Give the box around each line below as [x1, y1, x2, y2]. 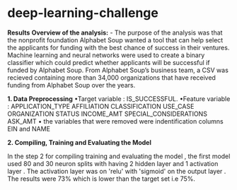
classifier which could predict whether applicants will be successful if [7, 58, 210, 66]
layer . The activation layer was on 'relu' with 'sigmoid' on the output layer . [7, 167, 226, 175]
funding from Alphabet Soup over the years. [7, 81, 136, 89]
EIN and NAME [7, 124, 51, 133]
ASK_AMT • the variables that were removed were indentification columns [7, 117, 224, 125]
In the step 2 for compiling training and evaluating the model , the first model [7, 152, 231, 160]
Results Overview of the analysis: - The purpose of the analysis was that [7, 28, 223, 37]
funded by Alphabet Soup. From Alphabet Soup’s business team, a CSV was [7, 66, 229, 74]
